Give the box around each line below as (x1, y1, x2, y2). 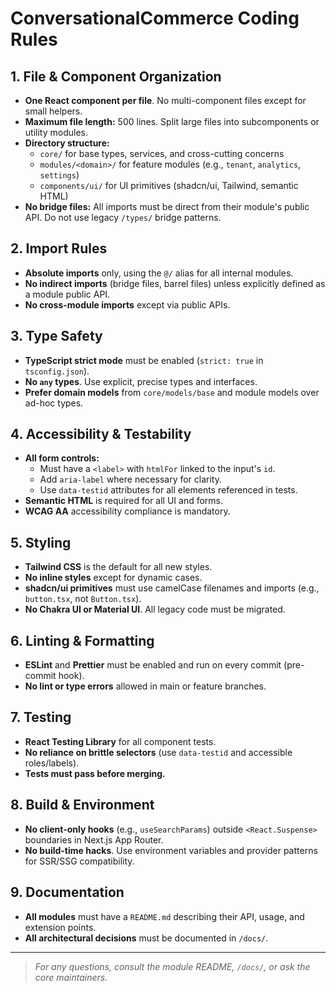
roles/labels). (24, 757, 80, 769)
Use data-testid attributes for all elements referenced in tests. (39, 484, 298, 496)
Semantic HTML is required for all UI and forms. (24, 495, 224, 507)
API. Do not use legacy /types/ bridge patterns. (24, 212, 222, 223)
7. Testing (10, 709, 72, 726)
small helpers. (24, 105, 83, 117)
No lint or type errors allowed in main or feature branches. (24, 680, 267, 692)
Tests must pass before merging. (24, 767, 166, 779)
